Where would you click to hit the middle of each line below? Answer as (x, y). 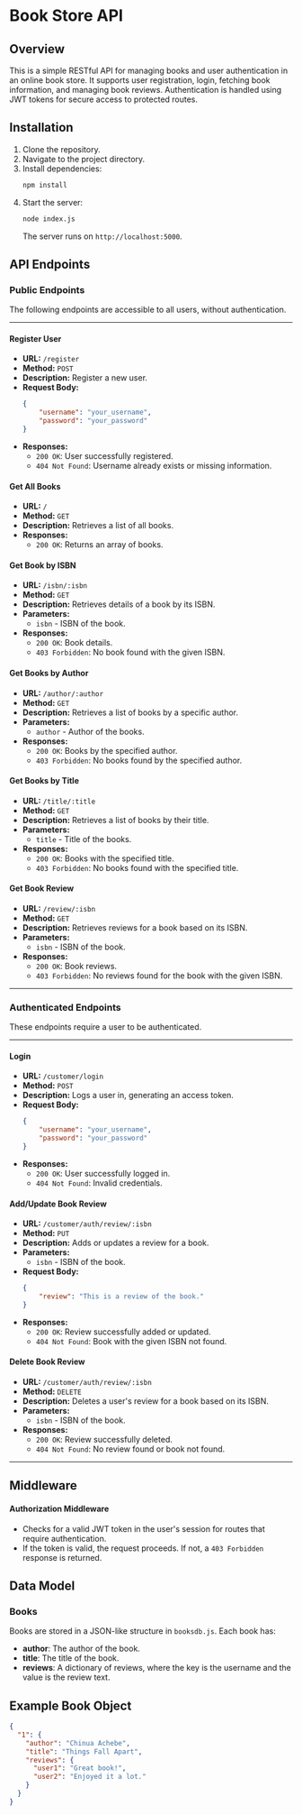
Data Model (42, 1586)
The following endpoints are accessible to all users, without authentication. (148, 310)
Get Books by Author (49, 673)
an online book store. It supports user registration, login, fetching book (140, 80)
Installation (41, 128)
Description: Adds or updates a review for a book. (115, 1243)
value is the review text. (66, 1677)
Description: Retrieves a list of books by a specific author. (130, 712)
